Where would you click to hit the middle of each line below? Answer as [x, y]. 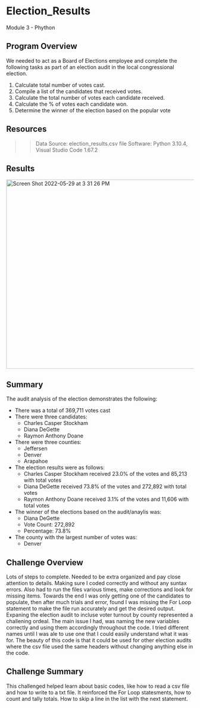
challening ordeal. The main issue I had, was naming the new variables [93, 621]
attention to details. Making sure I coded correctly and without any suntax [96, 583]
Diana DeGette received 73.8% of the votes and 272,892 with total [105, 487]
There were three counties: [48, 442]
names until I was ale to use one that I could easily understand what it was [97, 634]
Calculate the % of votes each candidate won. [71, 104]
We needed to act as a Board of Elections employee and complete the [92, 60]
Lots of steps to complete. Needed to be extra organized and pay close [93, 577]
